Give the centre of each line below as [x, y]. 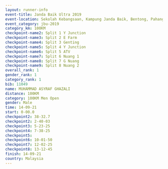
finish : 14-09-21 [23, 154]
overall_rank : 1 [22, 70]
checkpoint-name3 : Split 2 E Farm [41, 38]
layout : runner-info [27, 10]
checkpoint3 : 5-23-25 [28, 126]
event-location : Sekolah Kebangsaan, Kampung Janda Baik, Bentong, [77, 19]
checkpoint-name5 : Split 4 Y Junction [45, 47]
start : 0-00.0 [20, 112]
